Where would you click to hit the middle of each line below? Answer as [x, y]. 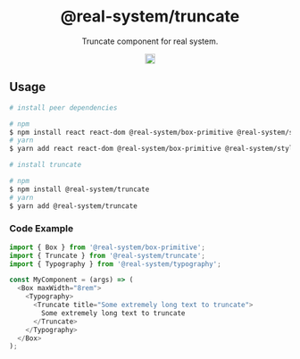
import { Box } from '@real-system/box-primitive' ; [107, 247]
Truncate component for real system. [150, 41]
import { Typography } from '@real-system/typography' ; [115, 264]
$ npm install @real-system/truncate [79, 189]
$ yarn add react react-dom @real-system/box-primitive [115, 149]
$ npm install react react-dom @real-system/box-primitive [121, 132]
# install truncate [46, 165]
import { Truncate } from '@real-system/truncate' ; [107, 255]
